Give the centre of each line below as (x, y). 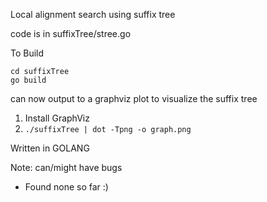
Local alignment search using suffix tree (93, 14)
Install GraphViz (57, 118)
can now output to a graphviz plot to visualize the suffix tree (134, 98)
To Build (27, 53)
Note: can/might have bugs (66, 167)
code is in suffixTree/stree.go (71, 33)
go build (28, 80)
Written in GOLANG (50, 148)
